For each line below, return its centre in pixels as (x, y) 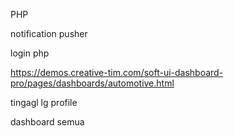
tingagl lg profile (44, 102)
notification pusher (49, 33)
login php (30, 53)
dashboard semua (47, 122)
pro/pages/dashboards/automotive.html (92, 83)
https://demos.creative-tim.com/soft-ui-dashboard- (117, 72)
